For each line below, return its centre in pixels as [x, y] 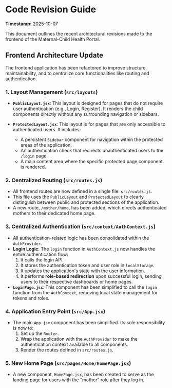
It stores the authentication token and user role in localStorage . [88, 265]
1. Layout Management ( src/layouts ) [52, 92]
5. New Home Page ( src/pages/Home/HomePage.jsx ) [68, 363]
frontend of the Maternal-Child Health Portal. [53, 39]
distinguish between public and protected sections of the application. [86, 202]
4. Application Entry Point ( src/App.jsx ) [55, 311]
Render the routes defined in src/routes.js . [67, 350]
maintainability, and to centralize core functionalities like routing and [78, 73]
